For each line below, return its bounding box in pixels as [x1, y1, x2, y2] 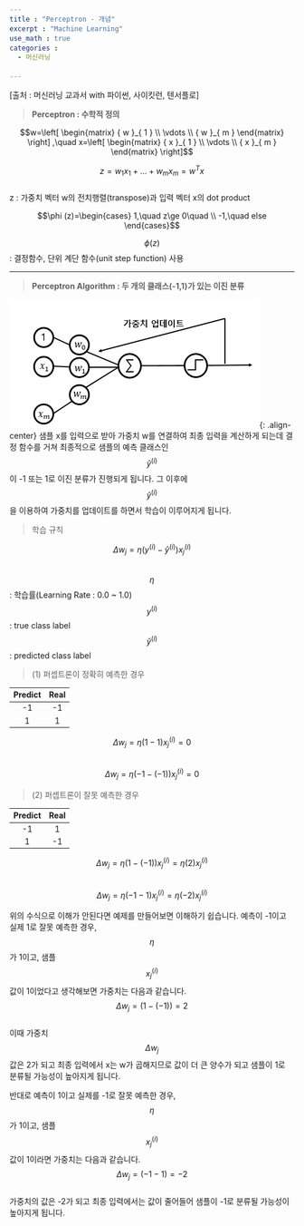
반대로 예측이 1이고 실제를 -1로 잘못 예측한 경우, [9, 1090, 176, 1101]
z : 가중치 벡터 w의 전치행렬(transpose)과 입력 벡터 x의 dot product [9, 192, 251, 203]
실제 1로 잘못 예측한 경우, [9, 921, 98, 933]
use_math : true [9, 34, 71, 43]
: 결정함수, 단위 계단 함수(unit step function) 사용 [9, 253, 184, 264]
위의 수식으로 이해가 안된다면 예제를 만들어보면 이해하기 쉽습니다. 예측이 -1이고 [9, 910, 287, 921]
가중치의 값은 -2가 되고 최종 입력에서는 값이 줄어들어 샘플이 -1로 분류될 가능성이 [9, 1195, 290, 1206]
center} [9, 431, 38, 442]
